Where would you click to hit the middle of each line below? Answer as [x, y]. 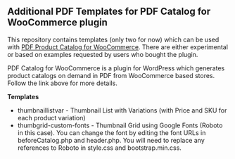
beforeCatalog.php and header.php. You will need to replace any [111, 140]
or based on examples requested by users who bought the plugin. [103, 54]
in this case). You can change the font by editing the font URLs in [112, 132]
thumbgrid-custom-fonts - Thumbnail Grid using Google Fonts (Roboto [120, 125]
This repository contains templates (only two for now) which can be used [113, 39]
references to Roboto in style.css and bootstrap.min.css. [99, 148]
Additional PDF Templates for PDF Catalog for [109, 12]
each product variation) [51, 117]
